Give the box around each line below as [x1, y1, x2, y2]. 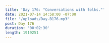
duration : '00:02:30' [5, 26, 50, 31]
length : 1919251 [5, 30, 39, 35]
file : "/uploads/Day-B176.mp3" [5, 16, 70, 21]
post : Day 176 [5, 21, 35, 26]
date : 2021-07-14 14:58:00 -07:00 [5, 12, 77, 17]
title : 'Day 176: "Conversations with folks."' [5, 7, 106, 12]
